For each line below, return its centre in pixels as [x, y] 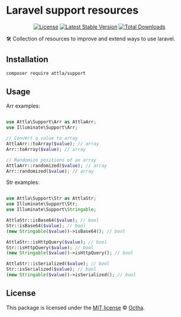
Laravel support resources [72, 10]
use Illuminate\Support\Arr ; [42, 128]
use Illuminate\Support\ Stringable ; [51, 210]
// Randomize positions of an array [51, 160]
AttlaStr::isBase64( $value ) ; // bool [53, 220]
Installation [27, 60]
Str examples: [23, 182]
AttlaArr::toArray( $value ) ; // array [53, 144]
